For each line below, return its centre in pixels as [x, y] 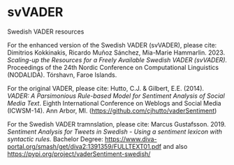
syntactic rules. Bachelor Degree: [55, 139]
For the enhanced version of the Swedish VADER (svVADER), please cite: [112, 45]
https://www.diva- [131, 139]
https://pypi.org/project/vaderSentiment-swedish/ [79, 154]
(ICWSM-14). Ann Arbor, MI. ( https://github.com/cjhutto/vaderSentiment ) [112, 110]
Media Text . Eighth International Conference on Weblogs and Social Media [114, 103]
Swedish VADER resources [46, 31]
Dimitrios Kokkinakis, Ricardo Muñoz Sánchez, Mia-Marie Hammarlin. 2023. [116, 52]
